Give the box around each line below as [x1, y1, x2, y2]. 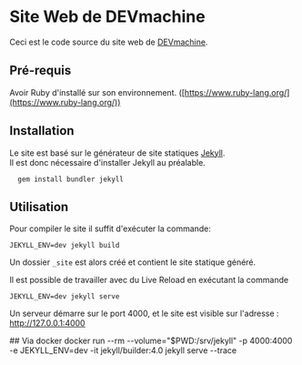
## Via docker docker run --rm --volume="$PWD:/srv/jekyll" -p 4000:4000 [9, 335, 293, 347]
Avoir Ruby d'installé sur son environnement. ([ [9, 86, 185, 97]
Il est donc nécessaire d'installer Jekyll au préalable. [9, 157, 206, 167]
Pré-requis [9, 63, 72, 78]
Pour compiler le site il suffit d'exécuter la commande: [9, 223, 212, 234]
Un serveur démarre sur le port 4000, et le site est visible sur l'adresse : [9, 308, 279, 319]
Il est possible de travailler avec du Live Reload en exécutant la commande [9, 275, 289, 286]
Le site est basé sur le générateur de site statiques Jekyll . [9, 147, 226, 158]
